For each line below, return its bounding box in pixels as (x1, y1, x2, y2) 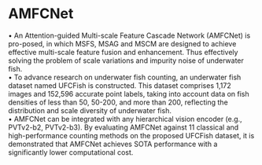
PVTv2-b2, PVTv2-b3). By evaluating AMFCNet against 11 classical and (8, 123, 239, 132)
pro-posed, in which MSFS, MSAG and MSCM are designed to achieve (8, 38, 237, 48)
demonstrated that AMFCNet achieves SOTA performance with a (8, 139, 218, 148)
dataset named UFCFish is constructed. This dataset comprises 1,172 (8, 80, 231, 90)
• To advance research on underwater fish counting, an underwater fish (8, 72, 242, 82)
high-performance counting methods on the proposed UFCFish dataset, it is (8, 130, 255, 140)
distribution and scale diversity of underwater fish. (8, 105, 172, 115)
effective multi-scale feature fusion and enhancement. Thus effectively (8, 47, 238, 57)
